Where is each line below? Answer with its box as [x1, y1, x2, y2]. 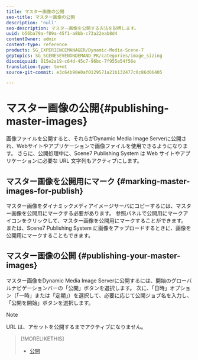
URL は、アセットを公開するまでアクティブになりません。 [6, 323, 147, 330]
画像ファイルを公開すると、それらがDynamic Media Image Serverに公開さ [6, 135, 187, 142]
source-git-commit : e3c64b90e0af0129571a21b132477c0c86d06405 [6, 69, 163, 75]
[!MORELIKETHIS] [20, 335, 64, 342]
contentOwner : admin [6, 36, 57, 42]
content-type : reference [6, 42, 67, 48]
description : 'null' [6, 20, 57, 25]
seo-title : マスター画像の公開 [6, 14, 75, 20]
